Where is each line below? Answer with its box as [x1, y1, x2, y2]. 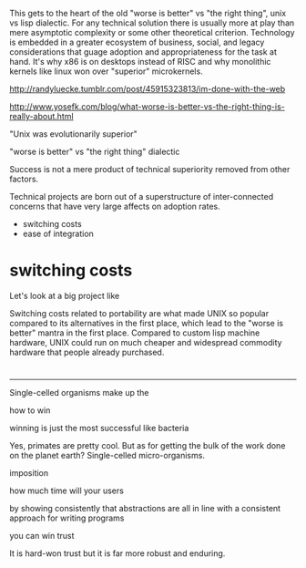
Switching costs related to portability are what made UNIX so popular [9, 307, 270, 318]
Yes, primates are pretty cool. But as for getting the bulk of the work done [9, 440, 286, 451]
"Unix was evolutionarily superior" [9, 129, 138, 139]
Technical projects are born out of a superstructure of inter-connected [9, 191, 274, 201]
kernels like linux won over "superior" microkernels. [9, 66, 203, 77]
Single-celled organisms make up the [9, 387, 149, 398]
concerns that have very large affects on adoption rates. [9, 201, 220, 212]
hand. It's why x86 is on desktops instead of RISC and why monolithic [9, 57, 271, 67]
